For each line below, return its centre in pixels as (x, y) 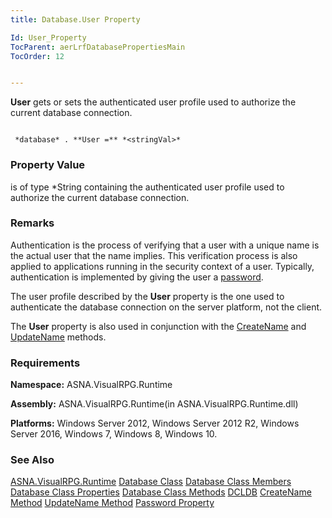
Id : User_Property (48, 37)
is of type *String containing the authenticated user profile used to (147, 187)
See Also (32, 460)
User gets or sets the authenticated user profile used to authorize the (153, 102)
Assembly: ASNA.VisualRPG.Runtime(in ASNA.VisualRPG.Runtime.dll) (154, 404)
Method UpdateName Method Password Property (112, 503)
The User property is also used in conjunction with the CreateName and (158, 326)
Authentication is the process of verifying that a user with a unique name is (165, 245)
